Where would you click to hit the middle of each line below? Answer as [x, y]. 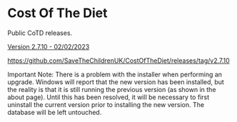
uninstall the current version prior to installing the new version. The [106, 104]
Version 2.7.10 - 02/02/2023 [49, 46]
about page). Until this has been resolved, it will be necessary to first [109, 97]
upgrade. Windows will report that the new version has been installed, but [116, 82]
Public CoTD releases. [40, 33]
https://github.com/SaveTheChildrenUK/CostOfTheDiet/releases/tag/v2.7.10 [118, 60]
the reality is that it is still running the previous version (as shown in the [112, 89]
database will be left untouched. [55, 112]
